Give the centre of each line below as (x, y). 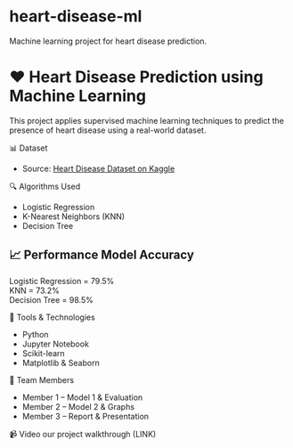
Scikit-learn (43, 353)
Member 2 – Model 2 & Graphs (78, 406)
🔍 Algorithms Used (45, 186)
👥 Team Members (41, 379)
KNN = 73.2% (34, 290)
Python (35, 334)
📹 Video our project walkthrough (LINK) (83, 434)
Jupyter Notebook (55, 344)
